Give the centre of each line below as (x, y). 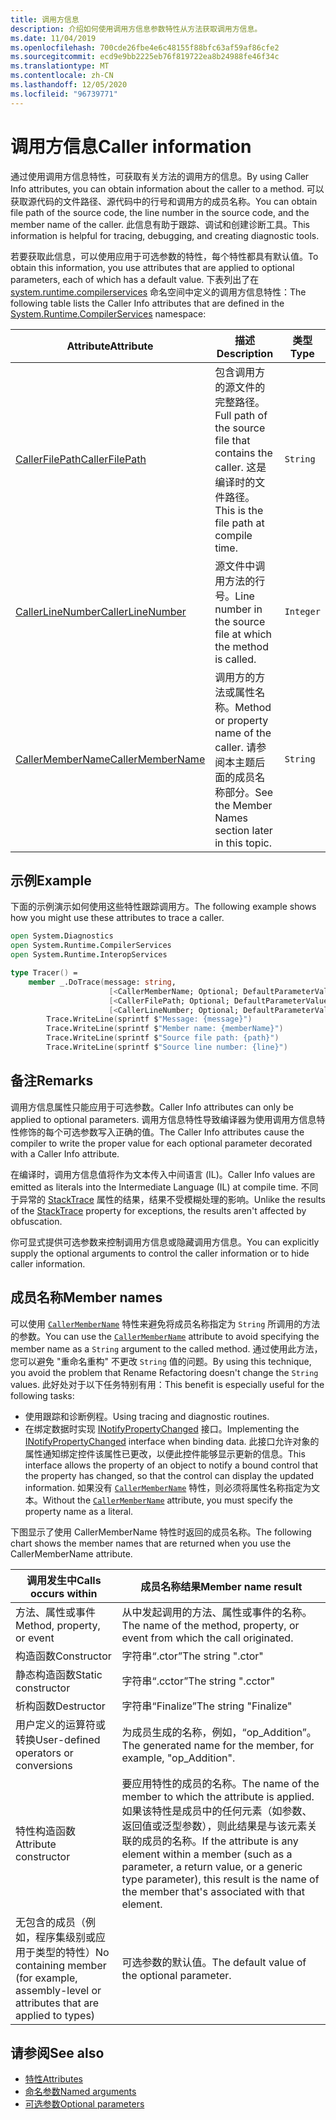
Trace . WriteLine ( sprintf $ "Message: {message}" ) (149, 1019)
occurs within (64, 1593)
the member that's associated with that (213, 1891)
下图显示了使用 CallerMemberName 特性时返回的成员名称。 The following (161, 1532)
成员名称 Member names (86, 1297)
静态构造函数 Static (59, 1674)
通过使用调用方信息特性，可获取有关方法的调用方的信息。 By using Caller (160, 176)
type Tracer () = (44, 973)
